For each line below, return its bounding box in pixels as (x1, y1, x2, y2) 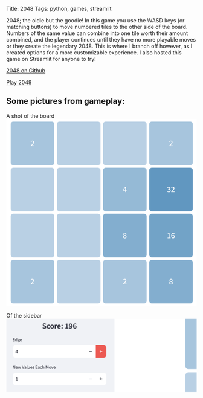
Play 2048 (6, 79, 32, 86)
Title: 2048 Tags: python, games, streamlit (6, 5, 112, 12)
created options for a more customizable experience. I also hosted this (6, 49, 182, 56)
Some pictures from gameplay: (6, 96, 125, 106)
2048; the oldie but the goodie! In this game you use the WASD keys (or (6, 17, 185, 24)
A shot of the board (6, 112, 55, 120)
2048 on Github (6, 67, 46, 74)
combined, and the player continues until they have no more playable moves (6, 36, 196, 43)
